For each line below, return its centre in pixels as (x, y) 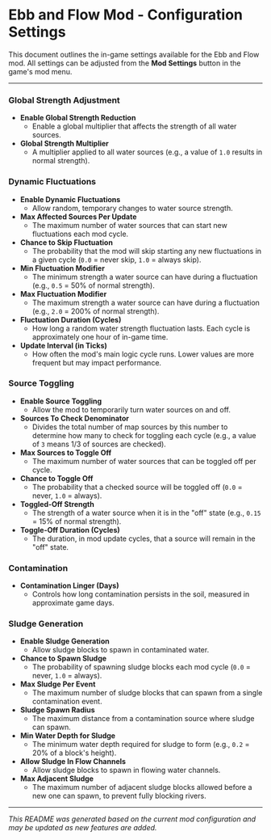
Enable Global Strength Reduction (78, 118)
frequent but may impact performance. (97, 362)
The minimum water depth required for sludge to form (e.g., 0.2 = (141, 745)
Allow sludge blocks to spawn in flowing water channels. (126, 770)
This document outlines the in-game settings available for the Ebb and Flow (134, 54)
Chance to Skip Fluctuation (66, 242)
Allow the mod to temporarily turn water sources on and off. (131, 409)
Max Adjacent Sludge (57, 779)
